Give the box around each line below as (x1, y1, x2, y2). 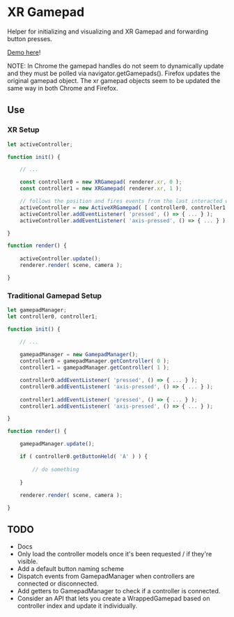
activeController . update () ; (19, 255, 101, 262)
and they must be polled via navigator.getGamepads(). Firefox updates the (7, 69, 221, 77)
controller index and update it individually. (17, 601, 138, 610)
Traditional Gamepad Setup (7, 291, 102, 300)
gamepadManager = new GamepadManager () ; (19, 351, 139, 358)
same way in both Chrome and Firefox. (7, 84, 118, 92)
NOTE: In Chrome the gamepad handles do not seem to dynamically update (7, 61, 224, 70)
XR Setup (7, 125, 40, 135)
